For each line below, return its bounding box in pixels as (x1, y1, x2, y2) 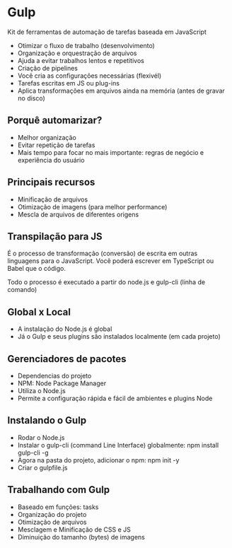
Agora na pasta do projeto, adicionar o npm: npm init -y (17, 455, 180, 464)
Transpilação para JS (7, 231, 103, 243)
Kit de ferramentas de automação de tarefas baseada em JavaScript (7, 28, 207, 36)
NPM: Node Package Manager (17, 379, 107, 387)
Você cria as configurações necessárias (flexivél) (17, 71, 162, 80)
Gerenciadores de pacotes (7, 353, 127, 365)
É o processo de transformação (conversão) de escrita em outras (7, 249, 198, 258)
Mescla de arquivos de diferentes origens (17, 210, 139, 218)
